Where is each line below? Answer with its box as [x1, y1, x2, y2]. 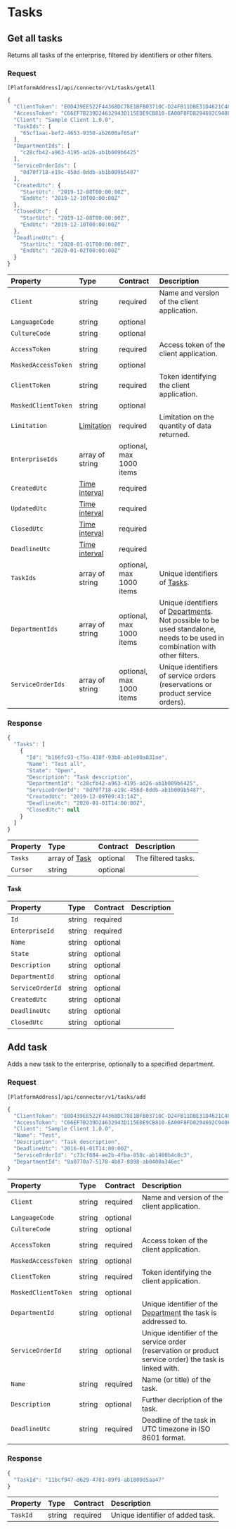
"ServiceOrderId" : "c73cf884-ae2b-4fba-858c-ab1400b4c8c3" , [13, 1152, 193, 1159]
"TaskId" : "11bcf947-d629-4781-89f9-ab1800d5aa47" [13, 1476, 165, 1483]
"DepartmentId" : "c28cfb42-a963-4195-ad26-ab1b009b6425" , [25, 780, 199, 787]
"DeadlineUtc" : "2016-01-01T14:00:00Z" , [13, 1145, 133, 1152]
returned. [159, 430, 190, 440]
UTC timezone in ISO [141, 1423, 211, 1433]
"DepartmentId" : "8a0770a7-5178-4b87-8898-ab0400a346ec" [13, 1158, 184, 1165]
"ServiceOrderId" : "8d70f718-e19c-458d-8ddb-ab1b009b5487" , [25, 786, 206, 794]
